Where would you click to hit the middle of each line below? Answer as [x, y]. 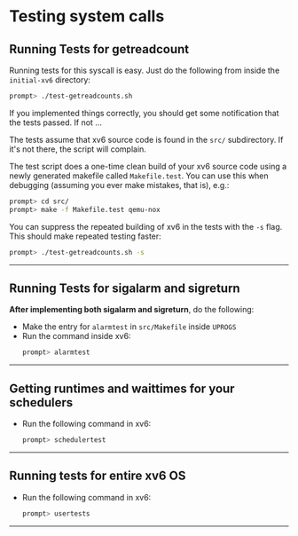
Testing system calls [87, 16]
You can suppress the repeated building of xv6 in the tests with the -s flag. [146, 226]
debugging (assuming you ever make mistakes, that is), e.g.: [119, 185]
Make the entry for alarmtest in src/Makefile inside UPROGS [129, 327]
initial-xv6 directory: [50, 80]
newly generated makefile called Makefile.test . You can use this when [139, 176]
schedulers [41, 402]
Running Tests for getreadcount [99, 49]
